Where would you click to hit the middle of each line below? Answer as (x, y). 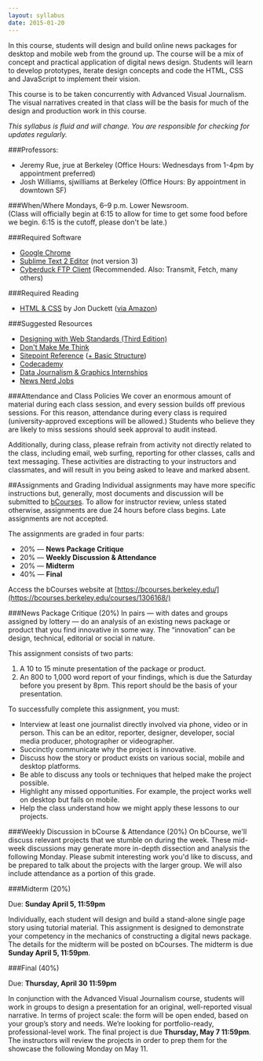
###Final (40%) (34, 968)
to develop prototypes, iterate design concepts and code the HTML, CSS (126, 70)
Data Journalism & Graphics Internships (84, 372)
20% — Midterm (47, 566)
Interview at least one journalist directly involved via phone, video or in (133, 724)
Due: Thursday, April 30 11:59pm (62, 983)
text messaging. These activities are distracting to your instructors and (122, 461)
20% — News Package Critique (71, 549)
